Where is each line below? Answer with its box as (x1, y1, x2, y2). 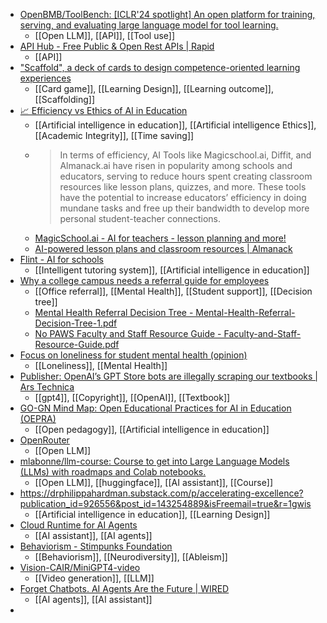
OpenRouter (19, 434, 70, 446)
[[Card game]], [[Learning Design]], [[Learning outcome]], (34, 83, 274, 94)
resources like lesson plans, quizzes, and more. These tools (59, 181, 307, 193)
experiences (19, 72, 72, 84)
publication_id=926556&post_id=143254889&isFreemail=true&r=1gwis (19, 498, 312, 509)
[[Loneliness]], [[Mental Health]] (34, 360, 168, 371)
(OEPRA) (19, 413, 57, 424)
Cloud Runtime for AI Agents (19, 519, 138, 531)
